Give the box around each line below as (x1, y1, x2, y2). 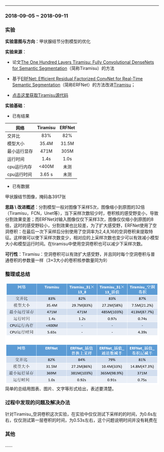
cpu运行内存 (7, 163, 32, 169)
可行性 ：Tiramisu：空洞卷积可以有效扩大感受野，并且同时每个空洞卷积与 (5, 251, 151, 257)
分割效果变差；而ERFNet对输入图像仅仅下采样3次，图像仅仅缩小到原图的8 (5, 216, 154, 222)
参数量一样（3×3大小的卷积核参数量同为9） (21, 257, 110, 263)
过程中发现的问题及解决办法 (5, 399, 70, 406)
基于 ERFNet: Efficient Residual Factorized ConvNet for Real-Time (12, 76, 143, 82)
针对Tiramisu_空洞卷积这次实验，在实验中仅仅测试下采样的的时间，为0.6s (5, 411, 153, 417)
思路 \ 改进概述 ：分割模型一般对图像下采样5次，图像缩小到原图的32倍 (5, 204, 145, 210)
